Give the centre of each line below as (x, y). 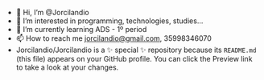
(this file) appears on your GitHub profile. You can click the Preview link (134, 59)
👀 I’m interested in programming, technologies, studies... (109, 21)
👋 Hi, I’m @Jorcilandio (53, 12)
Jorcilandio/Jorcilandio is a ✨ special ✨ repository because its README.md (136, 50)
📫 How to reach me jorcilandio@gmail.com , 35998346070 (113, 38)
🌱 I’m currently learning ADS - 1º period (81, 29)
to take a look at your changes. (67, 67)
